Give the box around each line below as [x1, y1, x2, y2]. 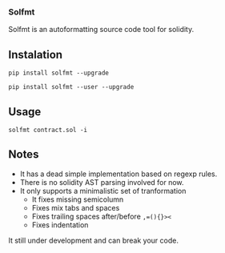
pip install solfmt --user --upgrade [8, 83, 135, 91]
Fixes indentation [31, 219, 89, 230]
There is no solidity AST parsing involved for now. [19, 177, 184, 187]
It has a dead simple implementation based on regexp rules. [19, 169, 218, 179]
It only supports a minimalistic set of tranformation [19, 186, 187, 195]
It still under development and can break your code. [8, 235, 179, 245]
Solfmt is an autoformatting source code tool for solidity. [8, 25, 195, 34]
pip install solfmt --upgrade [8, 69, 110, 78]
